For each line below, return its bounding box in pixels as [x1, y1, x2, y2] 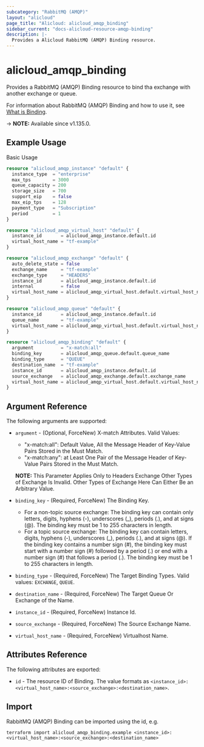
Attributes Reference [6, 650, 87, 660]
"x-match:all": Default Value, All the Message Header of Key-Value [24, 441, 190, 449]
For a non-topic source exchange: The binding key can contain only [24, 509, 194, 516]
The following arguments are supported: [6, 418, 107, 425]
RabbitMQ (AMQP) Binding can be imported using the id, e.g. [6, 718, 159, 725]
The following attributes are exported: [6, 666, 101, 673]
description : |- [6, 32, 47, 38]
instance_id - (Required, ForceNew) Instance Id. [15, 608, 137, 616]
